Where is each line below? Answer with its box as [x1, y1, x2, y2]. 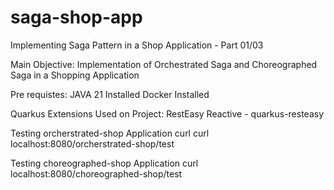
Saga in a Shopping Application [10, 69, 140, 81]
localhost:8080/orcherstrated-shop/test [10, 137, 175, 150]
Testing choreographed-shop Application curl [10, 157, 199, 169]
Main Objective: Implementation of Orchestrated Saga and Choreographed [10, 58, 318, 70]
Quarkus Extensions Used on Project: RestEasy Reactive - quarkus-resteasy [10, 107, 325, 120]
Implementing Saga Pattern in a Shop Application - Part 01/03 [10, 39, 264, 51]
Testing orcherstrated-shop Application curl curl [10, 127, 210, 139]
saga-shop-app [10, 6, 143, 29]
